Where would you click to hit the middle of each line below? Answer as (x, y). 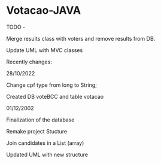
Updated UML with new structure (47, 154)
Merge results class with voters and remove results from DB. (81, 38)
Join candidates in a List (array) (45, 143)
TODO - (16, 27)
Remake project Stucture (37, 131)
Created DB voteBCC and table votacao (55, 96)
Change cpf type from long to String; (52, 85)
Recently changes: (29, 62)
